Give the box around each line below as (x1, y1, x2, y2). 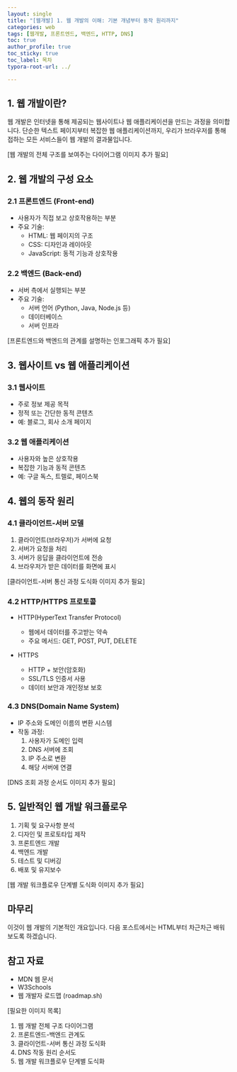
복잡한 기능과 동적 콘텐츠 (17, 463, 86, 472)
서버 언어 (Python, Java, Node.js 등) (28, 304, 131, 312)
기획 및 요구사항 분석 (17, 821, 75, 829)
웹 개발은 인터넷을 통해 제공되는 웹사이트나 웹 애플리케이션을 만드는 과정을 (7, 118, 212, 126)
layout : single (7, 10, 52, 18)
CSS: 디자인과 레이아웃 (28, 241, 92, 249)
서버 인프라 (28, 321, 59, 330)
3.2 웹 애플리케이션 (7, 437, 69, 447)
